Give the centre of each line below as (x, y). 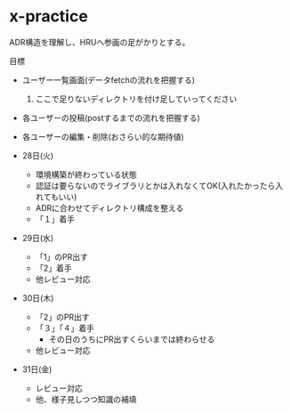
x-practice (49, 16)
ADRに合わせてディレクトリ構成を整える (109, 207)
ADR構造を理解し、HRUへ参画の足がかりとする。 (100, 42)
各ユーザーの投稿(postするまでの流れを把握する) (111, 117)
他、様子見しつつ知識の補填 (86, 399)
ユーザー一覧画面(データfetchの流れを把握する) (109, 80)
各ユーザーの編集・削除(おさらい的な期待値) (103, 136)
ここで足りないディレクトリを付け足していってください (136, 99)
